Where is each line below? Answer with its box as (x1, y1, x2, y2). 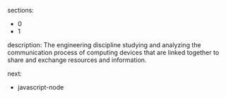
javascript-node (17, 83, 64, 91)
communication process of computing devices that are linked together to (7, 49, 220, 56)
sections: (7, 6, 34, 14)
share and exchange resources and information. (7, 56, 147, 64)
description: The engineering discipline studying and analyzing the (7, 41, 201, 49)
